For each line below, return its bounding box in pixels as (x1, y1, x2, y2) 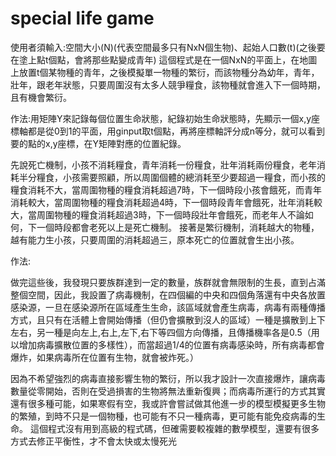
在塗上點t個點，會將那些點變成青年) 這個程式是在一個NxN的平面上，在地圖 (10, 53, 318, 66)
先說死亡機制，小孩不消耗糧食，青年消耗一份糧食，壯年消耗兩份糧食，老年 (10, 158, 317, 171)
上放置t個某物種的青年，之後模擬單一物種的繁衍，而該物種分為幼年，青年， (10, 66, 320, 78)
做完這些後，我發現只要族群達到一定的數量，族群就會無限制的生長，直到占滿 (10, 276, 326, 288)
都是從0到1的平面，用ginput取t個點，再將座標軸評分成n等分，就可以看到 (27, 125, 326, 137)
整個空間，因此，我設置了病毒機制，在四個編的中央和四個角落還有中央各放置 (10, 288, 326, 301)
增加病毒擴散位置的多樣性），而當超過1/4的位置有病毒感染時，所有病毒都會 (18, 338, 325, 351)
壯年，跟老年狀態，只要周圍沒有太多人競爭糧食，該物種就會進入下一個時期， (10, 78, 326, 91)
